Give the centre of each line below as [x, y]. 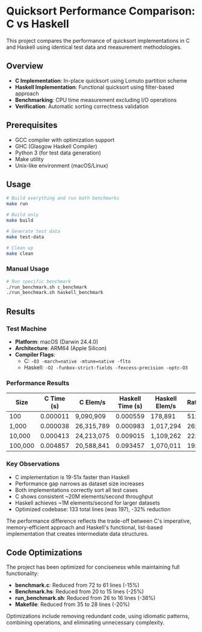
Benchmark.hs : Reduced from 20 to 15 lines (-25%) [79, 592]
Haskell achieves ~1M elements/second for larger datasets [87, 503]
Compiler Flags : [35, 354]
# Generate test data [33, 231]
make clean [20, 254]
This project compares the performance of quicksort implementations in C [98, 40]
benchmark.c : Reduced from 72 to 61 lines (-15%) [77, 585]
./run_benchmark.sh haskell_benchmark [55, 293]
